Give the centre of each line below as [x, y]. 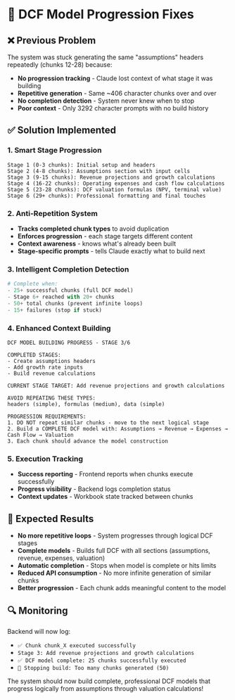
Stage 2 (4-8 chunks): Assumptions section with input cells [99, 171]
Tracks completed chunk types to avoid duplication [93, 229]
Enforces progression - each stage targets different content [105, 236]
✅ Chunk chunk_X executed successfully [76, 645]
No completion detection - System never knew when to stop [106, 101]
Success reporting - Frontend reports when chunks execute [105, 474]
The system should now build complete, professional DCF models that [109, 681]
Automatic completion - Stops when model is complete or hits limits [117, 566]
